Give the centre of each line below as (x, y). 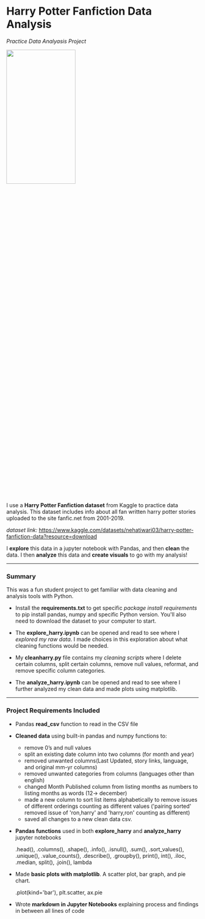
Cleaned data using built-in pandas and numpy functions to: (91, 736)
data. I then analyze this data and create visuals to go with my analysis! (97, 555)
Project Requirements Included (53, 711)
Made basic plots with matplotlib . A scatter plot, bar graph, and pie (100, 874)
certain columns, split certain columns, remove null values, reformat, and (107, 664)
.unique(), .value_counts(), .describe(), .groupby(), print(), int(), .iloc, (101, 855)
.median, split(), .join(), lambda (54, 862)
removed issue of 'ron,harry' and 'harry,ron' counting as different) (107, 812)
